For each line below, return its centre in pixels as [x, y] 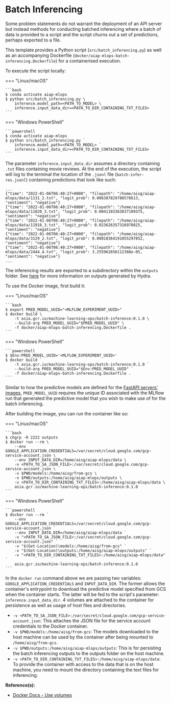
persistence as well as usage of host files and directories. [66, 605]
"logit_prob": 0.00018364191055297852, [102, 238]
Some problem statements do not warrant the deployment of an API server [84, 24]
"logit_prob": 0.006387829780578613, [100, 198]
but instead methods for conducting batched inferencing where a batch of [83, 29]
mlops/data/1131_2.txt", [32, 198]
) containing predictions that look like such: [71, 179]
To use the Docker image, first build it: [45, 286]
